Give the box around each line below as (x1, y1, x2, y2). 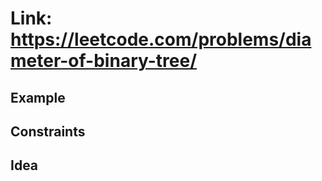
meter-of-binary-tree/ (10, 50, 198, 72)
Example (10, 89, 66, 106)
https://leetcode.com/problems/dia (10, 28, 312, 51)
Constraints (10, 123, 86, 140)
